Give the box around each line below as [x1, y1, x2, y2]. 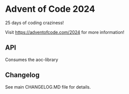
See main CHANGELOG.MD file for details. [5, 84, 91, 90]
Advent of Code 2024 [5, 3, 95, 15]
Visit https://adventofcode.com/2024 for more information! [5, 29, 125, 35]
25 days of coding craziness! [5, 20, 64, 26]
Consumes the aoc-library [5, 57, 58, 63]
